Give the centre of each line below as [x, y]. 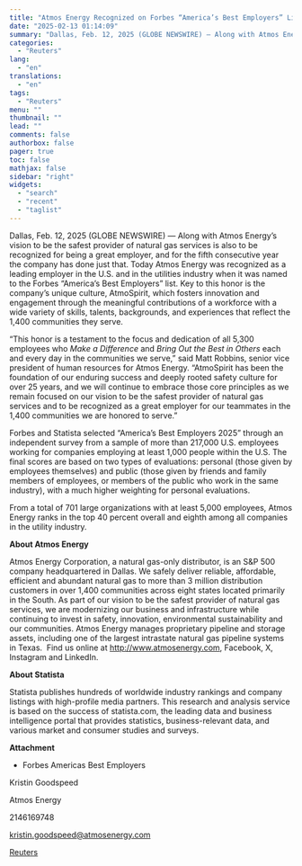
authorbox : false [42, 143]
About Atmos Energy [49, 544]
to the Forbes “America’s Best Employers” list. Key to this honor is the [138, 283]
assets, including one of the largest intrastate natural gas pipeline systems [147, 638]
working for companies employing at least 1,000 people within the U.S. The [148, 451]
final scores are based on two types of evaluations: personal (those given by [151, 461]
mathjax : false [38, 168]
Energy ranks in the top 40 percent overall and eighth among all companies [149, 517]
